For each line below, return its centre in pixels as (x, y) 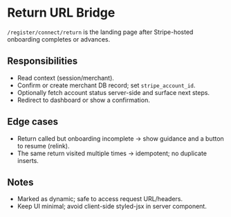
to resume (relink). (43, 146)
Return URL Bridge (61, 13)
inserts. (28, 160)
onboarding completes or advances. (59, 39)
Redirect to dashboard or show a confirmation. (83, 100)
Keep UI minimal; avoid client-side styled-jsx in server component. (112, 207)
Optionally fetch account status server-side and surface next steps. (113, 92)
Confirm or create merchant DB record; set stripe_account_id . (106, 85)
